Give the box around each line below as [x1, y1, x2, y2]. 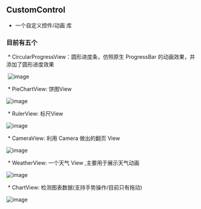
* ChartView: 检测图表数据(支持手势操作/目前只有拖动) [7, 184, 142, 191]
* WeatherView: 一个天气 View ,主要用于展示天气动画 [7, 159, 140, 167]
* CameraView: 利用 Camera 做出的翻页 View [7, 134, 120, 142]
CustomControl [6, 5, 65, 15]
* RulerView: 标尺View [7, 110, 64, 118]
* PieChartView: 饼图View [7, 85, 72, 93]
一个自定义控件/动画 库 [15, 21, 72, 29]
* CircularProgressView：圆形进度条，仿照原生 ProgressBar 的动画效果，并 [7, 53, 196, 61]
